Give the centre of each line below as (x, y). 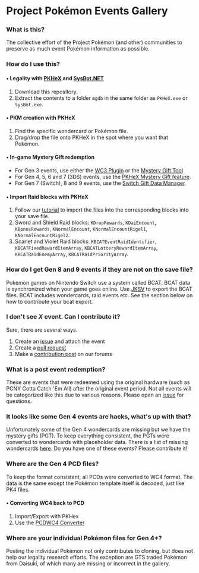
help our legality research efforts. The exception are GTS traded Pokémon (97, 558)
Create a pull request (40, 347)
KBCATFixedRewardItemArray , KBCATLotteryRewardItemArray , (86, 248)
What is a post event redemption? (56, 369)
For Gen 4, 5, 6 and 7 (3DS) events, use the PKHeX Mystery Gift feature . (103, 177)
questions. (19, 401)
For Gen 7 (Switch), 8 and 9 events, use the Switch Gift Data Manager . (100, 183)
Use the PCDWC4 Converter (50, 522)
